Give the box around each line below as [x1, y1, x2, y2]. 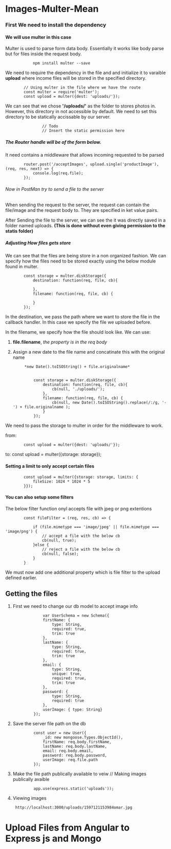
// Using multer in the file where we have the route [24, 85, 141, 90]
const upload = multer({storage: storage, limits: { [24, 474, 139, 480]
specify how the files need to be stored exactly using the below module [5, 258, 156, 264]
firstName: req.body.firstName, [42, 739, 112, 745]
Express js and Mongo [5, 833, 101, 844]
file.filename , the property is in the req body [12, 339, 108, 345]
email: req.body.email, [42, 748, 94, 753]
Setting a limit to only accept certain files [5, 463, 95, 469]
